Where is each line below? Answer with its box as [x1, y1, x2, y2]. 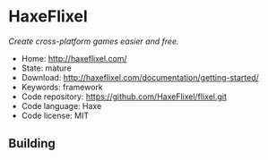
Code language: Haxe [21, 100, 102, 111]
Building [8, 136, 56, 151]
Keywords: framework [21, 81, 104, 92]
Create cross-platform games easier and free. [8, 36, 180, 46]
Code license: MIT [21, 110, 90, 121]
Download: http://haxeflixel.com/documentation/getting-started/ [21, 72, 259, 82]
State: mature [21, 63, 73, 73]
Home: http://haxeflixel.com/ [21, 53, 127, 63]
